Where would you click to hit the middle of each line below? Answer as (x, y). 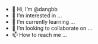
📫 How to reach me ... (39, 35)
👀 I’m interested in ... (37, 15)
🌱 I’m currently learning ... (43, 22)
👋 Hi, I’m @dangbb (34, 9)
